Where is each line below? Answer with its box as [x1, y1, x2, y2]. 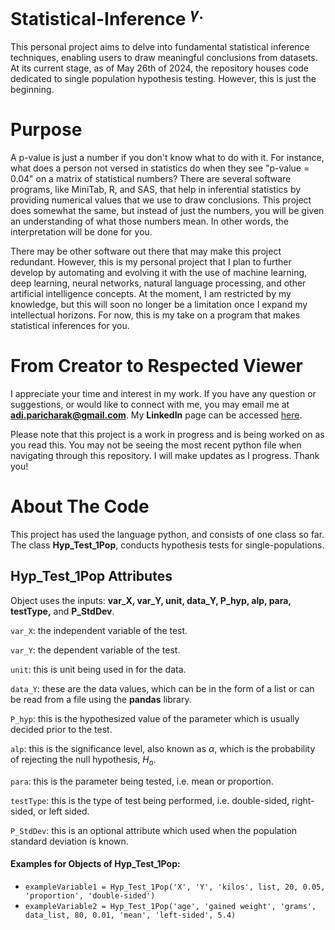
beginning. [10, 84, 55, 96]
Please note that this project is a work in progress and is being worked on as [10, 429, 325, 441]
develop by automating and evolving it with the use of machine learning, [10, 267, 308, 279]
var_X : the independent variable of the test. [10, 624, 188, 636]
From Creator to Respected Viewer [10, 355, 304, 378]
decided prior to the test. [10, 723, 113, 735]
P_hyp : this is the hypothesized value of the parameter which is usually [10, 712, 300, 724]
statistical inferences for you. [10, 320, 130, 332]
